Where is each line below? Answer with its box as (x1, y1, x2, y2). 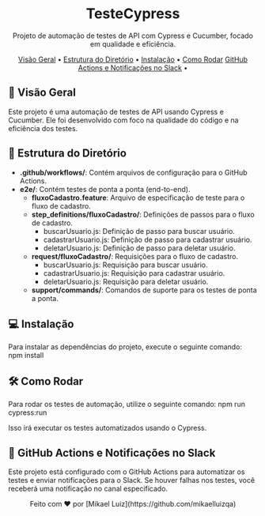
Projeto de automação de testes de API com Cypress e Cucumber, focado (13, 31, 253, 40)
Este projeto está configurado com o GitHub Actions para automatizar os (8, 467, 245, 476)
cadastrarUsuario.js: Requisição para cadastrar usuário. (43, 268, 225, 277)
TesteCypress (85, 5, 180, 23)
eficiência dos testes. (8, 123, 78, 133)
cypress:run (8, 408, 47, 417)
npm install (8, 351, 44, 360)
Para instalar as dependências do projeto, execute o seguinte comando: (8, 342, 243, 352)
